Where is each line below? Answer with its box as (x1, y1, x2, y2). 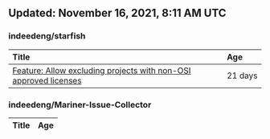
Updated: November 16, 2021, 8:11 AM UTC (8, 6, 227, 20)
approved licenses (12, 75, 82, 86)
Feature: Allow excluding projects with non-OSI (12, 64, 191, 76)
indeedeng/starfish (8, 31, 86, 42)
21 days (226, 70, 258, 81)
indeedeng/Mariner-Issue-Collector (8, 99, 152, 110)
